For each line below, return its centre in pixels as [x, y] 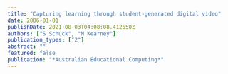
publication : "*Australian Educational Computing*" [85, 60]
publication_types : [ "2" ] [46, 40]
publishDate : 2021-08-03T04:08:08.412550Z [71, 27]
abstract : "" [27, 47]
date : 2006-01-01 [33, 20]
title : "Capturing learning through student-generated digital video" [114, 14]
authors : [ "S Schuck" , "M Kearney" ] [62, 33]
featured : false [31, 54]
